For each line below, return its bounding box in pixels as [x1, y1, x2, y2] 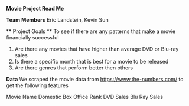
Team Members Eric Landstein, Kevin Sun [6, 16, 109, 23]
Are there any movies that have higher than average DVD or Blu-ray [14, 45, 179, 52]
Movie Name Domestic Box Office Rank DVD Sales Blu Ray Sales [6, 94, 164, 100]
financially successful [6, 34, 59, 41]
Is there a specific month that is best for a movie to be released [14, 58, 169, 65]
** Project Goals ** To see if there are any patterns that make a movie [6, 28, 176, 35]
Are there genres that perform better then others [14, 64, 133, 71]
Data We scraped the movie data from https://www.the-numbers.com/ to [6, 76, 184, 82]
